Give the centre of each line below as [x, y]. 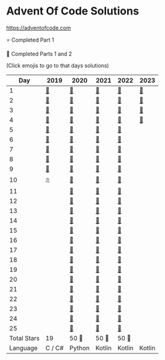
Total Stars [25, 338]
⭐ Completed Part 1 [30, 40]
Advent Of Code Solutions [73, 11]
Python [80, 348]
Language [23, 348]
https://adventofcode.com [39, 28]
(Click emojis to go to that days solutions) [58, 65]
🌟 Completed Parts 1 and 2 [39, 54]
